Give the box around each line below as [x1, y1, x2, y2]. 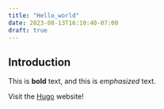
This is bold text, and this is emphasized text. [8, 77, 156, 86]
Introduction [8, 55, 71, 69]
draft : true [8, 26, 48, 34]
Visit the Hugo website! [8, 92, 85, 101]
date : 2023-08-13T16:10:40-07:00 [8, 19, 119, 27]
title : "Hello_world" [8, 11, 80, 20]
